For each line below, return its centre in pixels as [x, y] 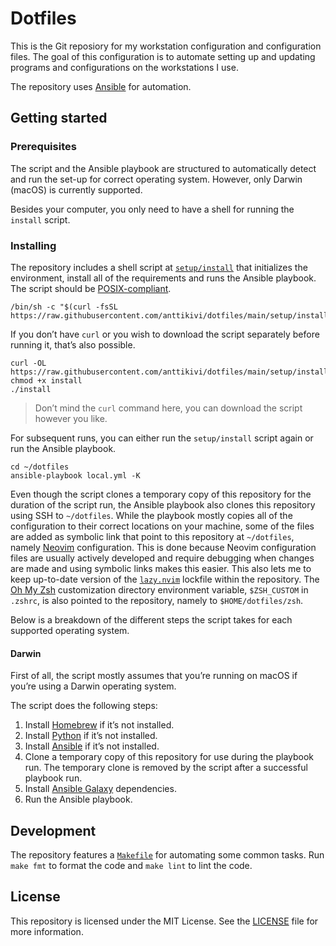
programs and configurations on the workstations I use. [124, 67]
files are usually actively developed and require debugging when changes [162, 558]
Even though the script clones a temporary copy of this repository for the [161, 494]
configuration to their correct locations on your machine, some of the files [162, 526]
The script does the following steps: [84, 706]
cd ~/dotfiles [40, 467]
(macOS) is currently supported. [76, 189]
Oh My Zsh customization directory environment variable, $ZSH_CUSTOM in [159, 589]
